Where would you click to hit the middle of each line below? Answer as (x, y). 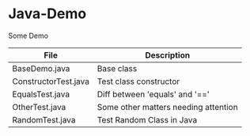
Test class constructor (138, 81)
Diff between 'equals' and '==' (153, 94)
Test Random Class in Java (147, 119)
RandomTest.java (44, 119)
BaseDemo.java (41, 68)
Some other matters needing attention (168, 107)
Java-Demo (47, 14)
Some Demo (28, 36)
